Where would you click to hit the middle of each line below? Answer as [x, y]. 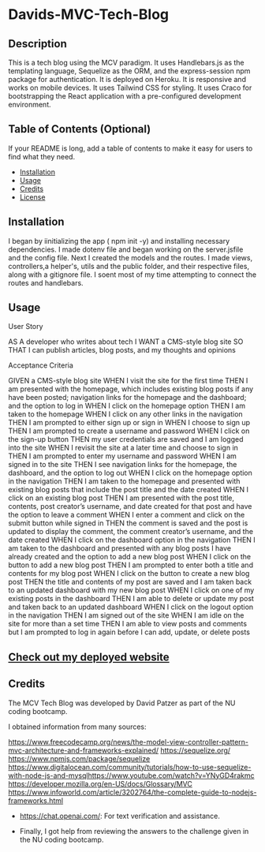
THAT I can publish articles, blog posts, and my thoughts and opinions [122, 350]
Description [37, 44]
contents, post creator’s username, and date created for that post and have [130, 506]
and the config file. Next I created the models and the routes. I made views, [131, 257]
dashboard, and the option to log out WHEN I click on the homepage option [130, 473]
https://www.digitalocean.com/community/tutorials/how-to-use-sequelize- [130, 767]
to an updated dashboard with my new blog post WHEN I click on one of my [131, 590]
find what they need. [42, 156]
